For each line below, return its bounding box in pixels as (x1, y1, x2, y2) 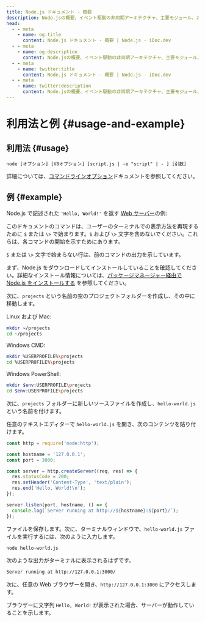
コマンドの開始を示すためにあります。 (27, 238, 124, 245)
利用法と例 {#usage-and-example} (6, 117, 185, 131)
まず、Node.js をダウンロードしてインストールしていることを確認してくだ (6, 264, 192, 271)
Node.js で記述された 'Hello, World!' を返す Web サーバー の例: (6, 209, 168, 217)
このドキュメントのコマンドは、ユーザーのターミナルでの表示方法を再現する (6, 222, 199, 230)
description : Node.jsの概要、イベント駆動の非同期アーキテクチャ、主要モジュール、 (6, 15, 197, 21)
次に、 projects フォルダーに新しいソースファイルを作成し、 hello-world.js (6, 399, 196, 407)
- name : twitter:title (17, 66, 75, 72)
